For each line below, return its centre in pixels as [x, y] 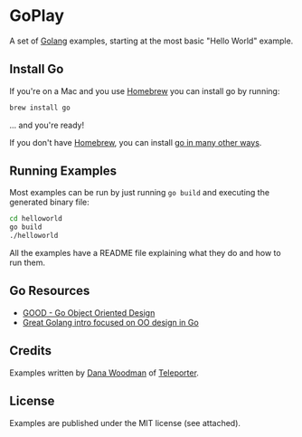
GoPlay [37, 16]
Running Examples [63, 171]
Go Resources [50, 291]
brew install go [40, 108]
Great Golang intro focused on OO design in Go [110, 322]
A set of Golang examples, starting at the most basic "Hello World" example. [151, 41]
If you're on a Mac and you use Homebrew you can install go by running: [145, 90]
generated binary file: [49, 202]
